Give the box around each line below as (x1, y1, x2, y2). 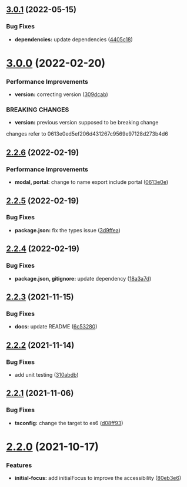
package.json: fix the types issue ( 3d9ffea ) (14, 226, 121, 233)
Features (6, 461, 32, 469)
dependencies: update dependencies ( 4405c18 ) (14, 35, 133, 43)
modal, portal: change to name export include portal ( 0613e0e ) (14, 179, 169, 186)
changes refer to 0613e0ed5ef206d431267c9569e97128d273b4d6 (6, 130, 169, 137)
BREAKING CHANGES (6, 106, 69, 114)
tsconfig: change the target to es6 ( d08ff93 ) (14, 419, 123, 426)
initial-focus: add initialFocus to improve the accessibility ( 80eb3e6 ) (14, 475, 182, 482)
